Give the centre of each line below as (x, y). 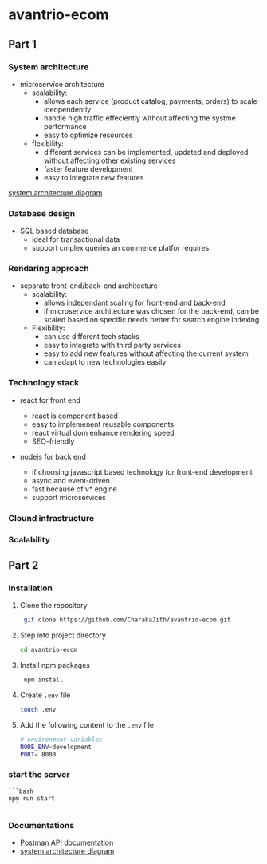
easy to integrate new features (94, 177)
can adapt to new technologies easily (105, 362)
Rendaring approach (49, 269)
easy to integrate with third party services (112, 345)
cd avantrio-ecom (49, 650)
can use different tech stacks (91, 337)
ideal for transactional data (76, 239)
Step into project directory (63, 635)
